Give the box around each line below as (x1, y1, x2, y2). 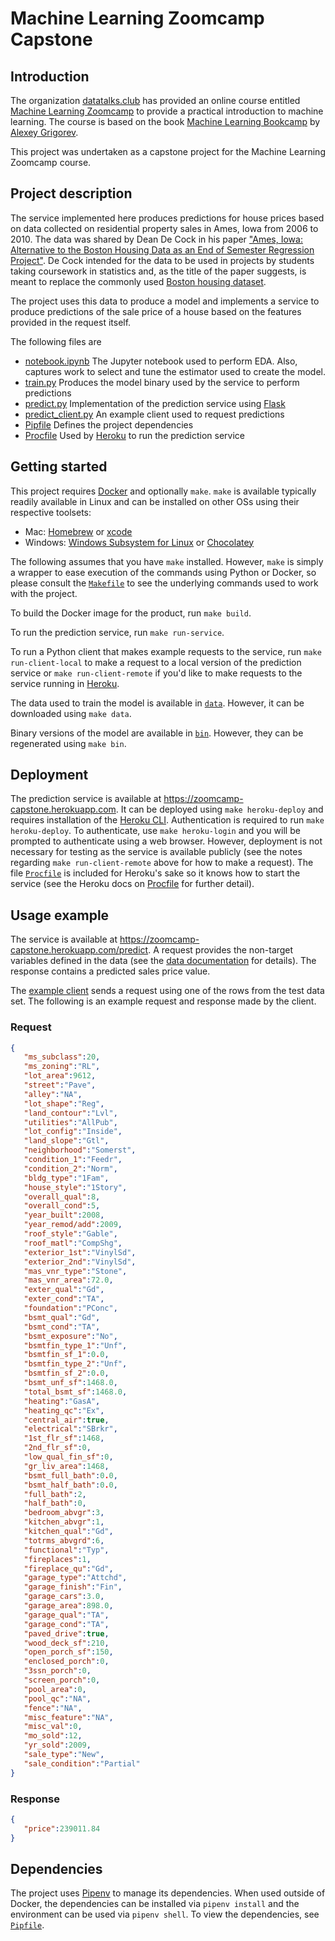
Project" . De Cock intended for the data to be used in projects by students (10, 254, 315, 266)
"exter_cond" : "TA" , (23, 1294, 105, 1304)
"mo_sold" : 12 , (23, 1731, 83, 1741)
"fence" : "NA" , (23, 1703, 83, 1713)
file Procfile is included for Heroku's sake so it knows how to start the (10, 867, 301, 879)
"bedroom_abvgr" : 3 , (23, 1508, 105, 1518)
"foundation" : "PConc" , (23, 1303, 118, 1314)
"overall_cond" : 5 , (23, 1201, 101, 1211)
